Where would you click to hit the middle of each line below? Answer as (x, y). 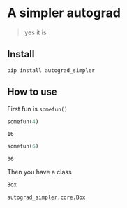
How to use (32, 92)
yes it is (35, 32)
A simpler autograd (64, 13)
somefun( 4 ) (23, 122)
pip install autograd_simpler (51, 70)
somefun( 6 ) (23, 146)
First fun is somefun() (37, 109)
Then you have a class (39, 172)
